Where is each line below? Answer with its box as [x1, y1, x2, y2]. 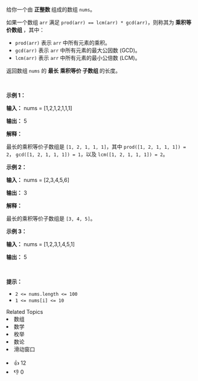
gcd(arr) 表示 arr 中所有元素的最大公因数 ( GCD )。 [14, 47, 141, 54]
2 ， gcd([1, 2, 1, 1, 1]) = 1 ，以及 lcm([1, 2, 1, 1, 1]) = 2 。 [6, 151, 168, 158]
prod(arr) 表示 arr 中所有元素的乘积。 [14, 39, 110, 46]
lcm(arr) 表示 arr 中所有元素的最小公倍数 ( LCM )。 [14, 54, 141, 61]
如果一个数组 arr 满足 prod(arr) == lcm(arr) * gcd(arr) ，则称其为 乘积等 [6, 19, 192, 26]
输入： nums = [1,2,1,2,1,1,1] [6, 105, 72, 111]
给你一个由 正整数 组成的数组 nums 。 [6, 6, 95, 13]
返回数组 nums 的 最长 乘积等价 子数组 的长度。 [6, 67, 121, 74]
